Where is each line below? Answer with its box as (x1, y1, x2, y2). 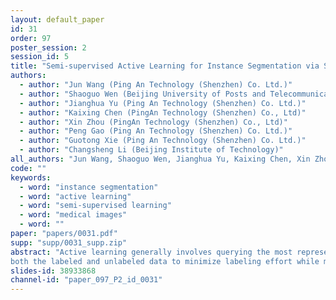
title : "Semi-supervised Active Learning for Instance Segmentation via (10, 61, 320, 71)
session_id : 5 (10, 52, 70, 62)
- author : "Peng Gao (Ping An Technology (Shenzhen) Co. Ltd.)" (19, 126, 293, 136)
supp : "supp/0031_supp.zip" (10, 237, 128, 248)
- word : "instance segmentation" (19, 182, 159, 192)
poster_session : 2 (10, 42, 87, 53)
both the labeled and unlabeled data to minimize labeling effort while (10, 256, 320, 266)
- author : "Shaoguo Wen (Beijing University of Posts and (19, 89, 267, 99)
